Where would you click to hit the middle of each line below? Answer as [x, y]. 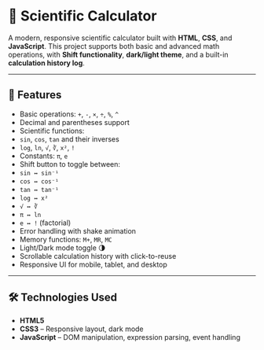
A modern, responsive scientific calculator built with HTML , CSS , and [120, 38]
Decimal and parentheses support [74, 122]
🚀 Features [35, 95]
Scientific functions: [52, 131]
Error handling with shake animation [77, 230]
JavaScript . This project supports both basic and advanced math [114, 46]
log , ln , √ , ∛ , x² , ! [47, 147]
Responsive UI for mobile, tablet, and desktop [93, 264]
